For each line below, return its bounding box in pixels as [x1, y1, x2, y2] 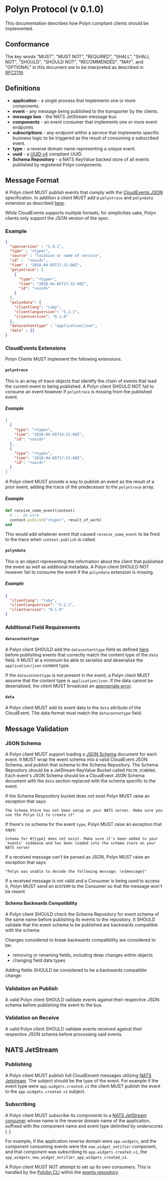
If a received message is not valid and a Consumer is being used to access [5, 878, 160, 884]
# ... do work [10, 513, 39, 518]
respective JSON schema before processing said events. [5, 1031, 123, 1037]
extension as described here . [5, 200, 66, 206]
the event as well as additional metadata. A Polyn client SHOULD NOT [5, 563, 149, 569]
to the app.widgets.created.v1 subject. [5, 1088, 86, 1094]
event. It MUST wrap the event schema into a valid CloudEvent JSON [5, 756, 148, 763]
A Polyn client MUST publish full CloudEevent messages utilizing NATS [5, 1072, 151, 1078]
